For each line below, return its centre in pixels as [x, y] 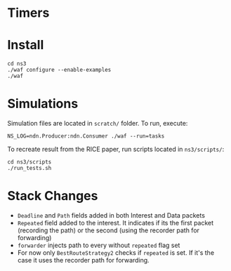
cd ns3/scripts [29, 162]
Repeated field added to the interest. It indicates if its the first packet [115, 223]
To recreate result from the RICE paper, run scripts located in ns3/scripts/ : [116, 150]
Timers [28, 13]
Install [26, 45]
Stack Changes [53, 196]
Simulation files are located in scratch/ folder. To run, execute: [98, 124]
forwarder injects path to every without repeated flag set [99, 245]
